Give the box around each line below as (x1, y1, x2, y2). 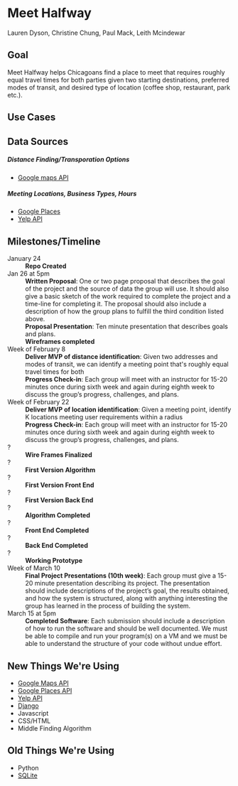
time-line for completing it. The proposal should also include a (25, 300, 207, 308)
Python (17, 763, 39, 772)
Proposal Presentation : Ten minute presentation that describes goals (25, 322, 229, 331)
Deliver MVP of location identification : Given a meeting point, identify (25, 405, 232, 414)
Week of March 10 (7, 564, 60, 573)
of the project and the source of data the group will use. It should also (25, 284, 229, 293)
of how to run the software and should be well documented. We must (25, 624, 227, 633)
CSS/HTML (17, 716, 51, 726)
